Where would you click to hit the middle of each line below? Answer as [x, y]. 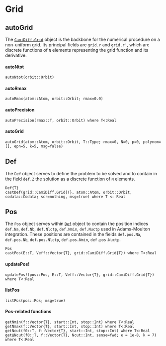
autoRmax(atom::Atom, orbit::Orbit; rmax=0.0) [54, 99]
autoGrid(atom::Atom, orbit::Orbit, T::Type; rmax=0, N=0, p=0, [73, 142]
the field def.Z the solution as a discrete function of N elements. [70, 179]
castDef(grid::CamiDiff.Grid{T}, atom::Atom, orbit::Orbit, [69, 192]
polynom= [152, 142]
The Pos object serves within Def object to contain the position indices [77, 224]
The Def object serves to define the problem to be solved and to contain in [81, 173]
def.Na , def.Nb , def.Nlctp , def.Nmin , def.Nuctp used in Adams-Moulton [78, 229]
